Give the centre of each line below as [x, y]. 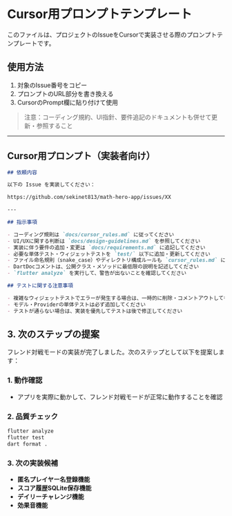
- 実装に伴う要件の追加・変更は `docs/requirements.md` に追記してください [106, 247]
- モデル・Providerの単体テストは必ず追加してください [77, 305]
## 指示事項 [22, 222]
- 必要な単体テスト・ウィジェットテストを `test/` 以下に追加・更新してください [109, 254]
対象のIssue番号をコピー [52, 85]
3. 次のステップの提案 [54, 334]
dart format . [28, 444]
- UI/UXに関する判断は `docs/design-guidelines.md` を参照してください [104, 241]
